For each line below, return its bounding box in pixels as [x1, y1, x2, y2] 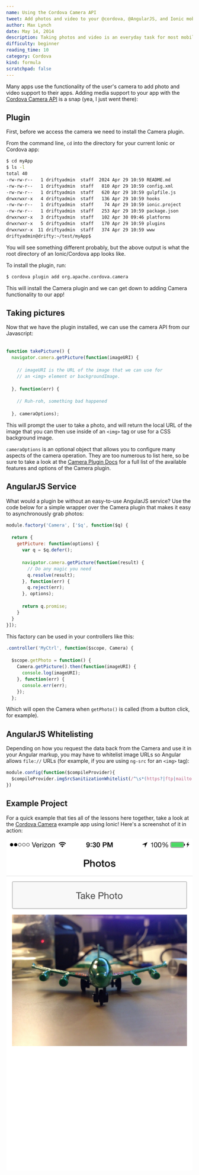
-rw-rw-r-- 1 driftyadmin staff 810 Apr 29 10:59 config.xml [6, 183, 174, 189]
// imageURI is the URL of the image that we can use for [17, 367, 163, 373]
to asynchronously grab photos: [6, 510, 84, 517]
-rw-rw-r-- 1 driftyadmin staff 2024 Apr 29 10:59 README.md [6, 176, 171, 183]
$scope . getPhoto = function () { [11, 657, 92, 663]
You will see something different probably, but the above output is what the [6, 243, 190, 251]
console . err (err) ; [21, 682, 68, 688]
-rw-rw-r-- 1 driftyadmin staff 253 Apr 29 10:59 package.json [6, 208, 179, 214]
